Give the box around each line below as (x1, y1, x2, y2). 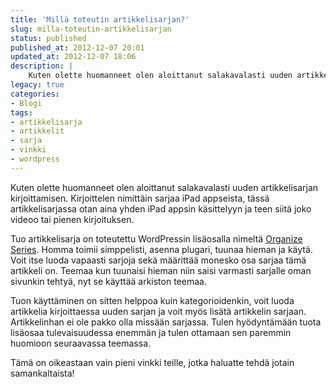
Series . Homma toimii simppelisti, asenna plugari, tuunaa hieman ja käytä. (10, 243, 313, 255)
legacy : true (10, 80, 65, 90)
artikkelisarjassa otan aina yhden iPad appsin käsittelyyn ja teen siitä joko (10, 202, 312, 215)
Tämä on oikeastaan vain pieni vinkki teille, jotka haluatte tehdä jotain (10, 356, 295, 368)
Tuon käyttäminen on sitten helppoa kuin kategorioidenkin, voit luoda (10, 294, 295, 306)
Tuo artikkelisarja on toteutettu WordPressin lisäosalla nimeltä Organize (10, 232, 303, 245)
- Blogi (10, 98, 43, 108)
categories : (10, 89, 60, 99)
